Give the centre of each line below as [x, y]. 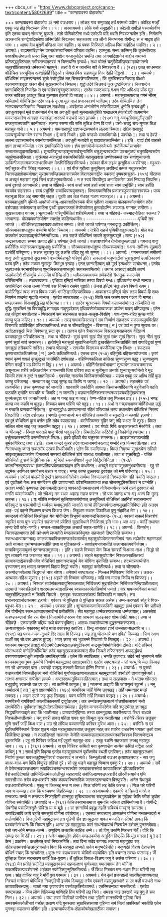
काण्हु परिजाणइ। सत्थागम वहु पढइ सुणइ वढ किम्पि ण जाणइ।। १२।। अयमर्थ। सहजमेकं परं [77, 381]
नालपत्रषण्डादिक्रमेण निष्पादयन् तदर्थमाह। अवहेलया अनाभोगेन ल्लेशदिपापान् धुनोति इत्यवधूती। [77, 106]
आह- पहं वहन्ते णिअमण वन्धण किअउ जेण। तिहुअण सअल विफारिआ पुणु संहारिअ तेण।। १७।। [79, 510]
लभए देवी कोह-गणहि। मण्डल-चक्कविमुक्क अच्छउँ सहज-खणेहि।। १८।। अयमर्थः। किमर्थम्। [78, 527]
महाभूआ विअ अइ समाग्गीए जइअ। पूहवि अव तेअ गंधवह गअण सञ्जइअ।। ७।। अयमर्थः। [75, 196]
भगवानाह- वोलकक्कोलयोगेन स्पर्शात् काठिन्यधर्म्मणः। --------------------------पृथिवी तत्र [80, 219]
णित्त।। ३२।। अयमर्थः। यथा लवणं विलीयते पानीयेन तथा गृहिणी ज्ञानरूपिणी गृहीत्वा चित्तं [73, 898]
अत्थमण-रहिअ [16, 578]
